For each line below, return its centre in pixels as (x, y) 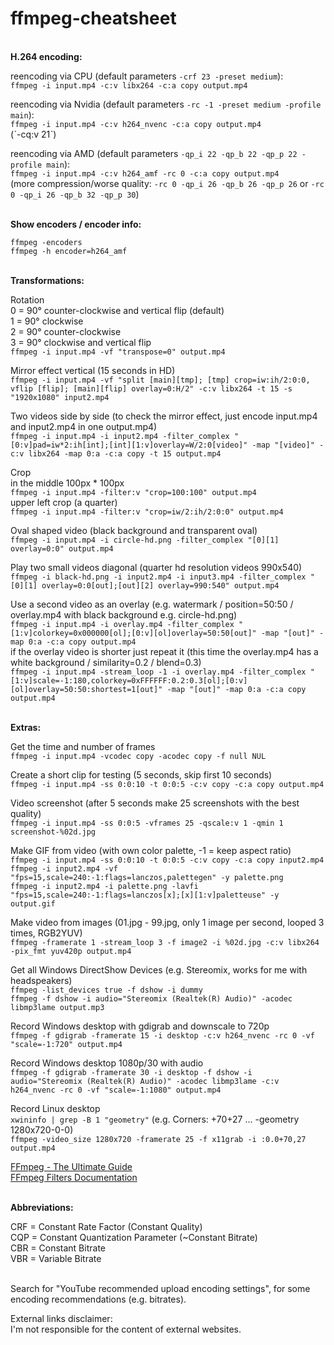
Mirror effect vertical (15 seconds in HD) (93, 370)
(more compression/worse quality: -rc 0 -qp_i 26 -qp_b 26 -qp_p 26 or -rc (167, 183)
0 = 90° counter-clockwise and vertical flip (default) (117, 310)
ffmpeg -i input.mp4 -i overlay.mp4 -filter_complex (122, 624)
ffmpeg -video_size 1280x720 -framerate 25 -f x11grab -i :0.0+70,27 (158, 1139)
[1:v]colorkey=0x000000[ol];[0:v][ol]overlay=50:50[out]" (133, 633)
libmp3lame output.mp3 (57, 1007)
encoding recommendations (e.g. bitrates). (98, 1299)
